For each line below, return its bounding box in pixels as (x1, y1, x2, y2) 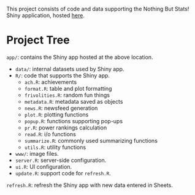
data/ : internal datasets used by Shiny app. (15, 65, 124, 72)
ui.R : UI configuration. (15, 162, 72, 170)
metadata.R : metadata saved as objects (24, 97, 123, 105)
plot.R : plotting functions (24, 110, 89, 118)
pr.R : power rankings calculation (24, 124, 107, 131)
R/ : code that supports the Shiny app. (15, 72, 110, 79)
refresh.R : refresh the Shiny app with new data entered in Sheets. (6, 181, 173, 189)
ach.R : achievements (24, 78, 77, 85)
